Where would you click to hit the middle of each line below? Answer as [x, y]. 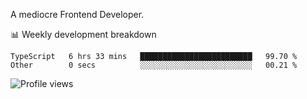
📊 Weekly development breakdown [83, 34]
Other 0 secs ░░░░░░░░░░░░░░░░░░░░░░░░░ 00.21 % [154, 65]
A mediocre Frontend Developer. [77, 14]
